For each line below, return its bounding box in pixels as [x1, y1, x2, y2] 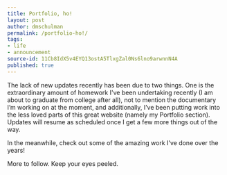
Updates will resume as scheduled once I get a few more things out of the [7, 117, 218, 126]
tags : [7, 36, 23, 43]
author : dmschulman [7, 23, 64, 30]
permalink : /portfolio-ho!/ [7, 29, 89, 37]
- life [7, 42, 26, 49]
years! [7, 146, 26, 154]
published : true [7, 62, 54, 69]
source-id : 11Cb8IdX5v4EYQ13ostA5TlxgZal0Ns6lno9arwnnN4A [7, 56, 178, 62]
